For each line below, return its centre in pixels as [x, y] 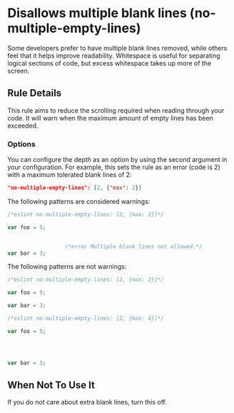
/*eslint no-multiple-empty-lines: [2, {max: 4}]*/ [86, 319]
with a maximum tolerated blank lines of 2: [70, 175]
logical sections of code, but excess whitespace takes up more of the [110, 63]
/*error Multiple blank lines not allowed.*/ [133, 246]
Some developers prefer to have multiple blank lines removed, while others [117, 48]
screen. [19, 71]
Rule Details [35, 93]
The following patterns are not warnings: [67, 267]
